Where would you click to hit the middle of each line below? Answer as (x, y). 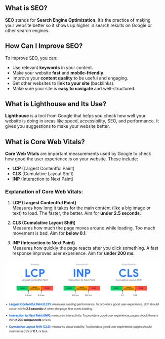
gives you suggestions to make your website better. (58, 126)
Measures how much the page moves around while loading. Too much (84, 228)
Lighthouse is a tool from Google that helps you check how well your (75, 116)
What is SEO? (26, 8)
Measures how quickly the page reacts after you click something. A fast (85, 248)
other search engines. (27, 30)
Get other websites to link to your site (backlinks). (63, 83)
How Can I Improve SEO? (44, 46)
